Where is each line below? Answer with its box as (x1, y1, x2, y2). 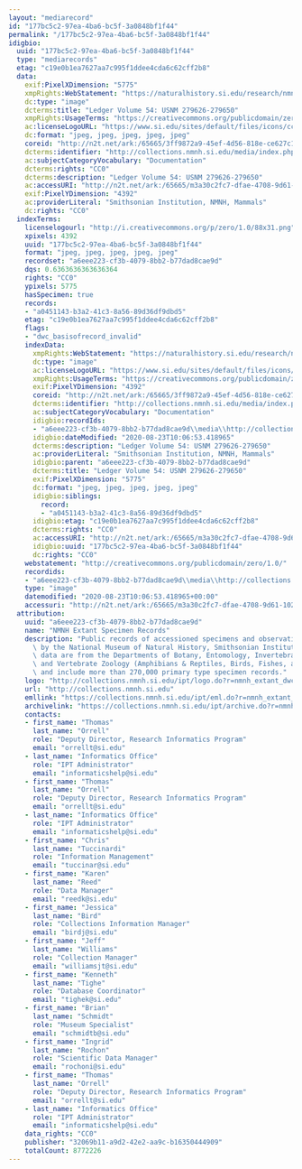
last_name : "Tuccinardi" (32, 844, 126, 853)
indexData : (24, 340, 66, 349)
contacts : (24, 710, 62, 719)
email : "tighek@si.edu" (32, 995, 123, 1005)
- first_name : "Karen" (24, 869, 110, 878)
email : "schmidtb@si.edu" (32, 1028, 130, 1038)
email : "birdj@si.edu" (32, 928, 118, 937)
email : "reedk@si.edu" (32, 895, 118, 904)
